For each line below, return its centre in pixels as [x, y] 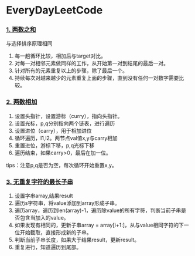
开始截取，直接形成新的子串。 [56, 233]
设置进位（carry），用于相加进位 [53, 130]
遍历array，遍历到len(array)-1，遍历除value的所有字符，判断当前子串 [98, 210]
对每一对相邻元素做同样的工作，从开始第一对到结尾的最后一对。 [91, 63]
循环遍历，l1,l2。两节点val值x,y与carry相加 [66, 138]
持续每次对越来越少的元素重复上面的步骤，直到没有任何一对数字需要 [97, 78]
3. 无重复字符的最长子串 [40, 181]
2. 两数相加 [22, 102]
